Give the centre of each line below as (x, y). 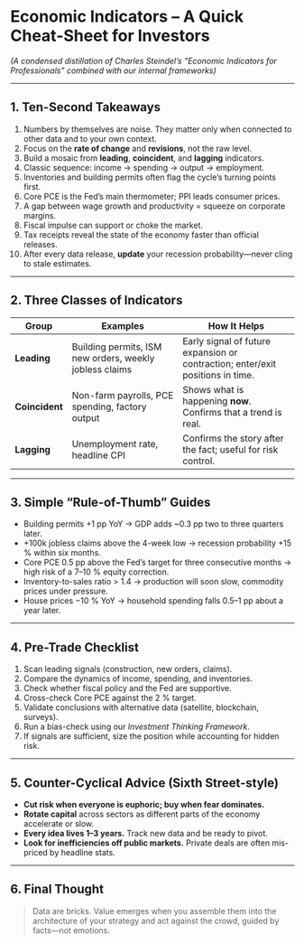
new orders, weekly (113, 358)
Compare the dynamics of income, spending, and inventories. (138, 678)
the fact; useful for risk (230, 449)
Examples (123, 325)
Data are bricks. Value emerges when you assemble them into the (155, 911)
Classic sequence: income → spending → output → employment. (144, 167)
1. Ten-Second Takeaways (86, 107)
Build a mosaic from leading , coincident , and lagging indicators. (144, 158)
